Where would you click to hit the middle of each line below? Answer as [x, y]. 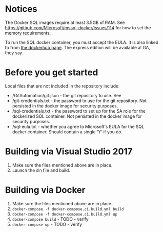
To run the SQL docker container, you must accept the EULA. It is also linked [82, 42]
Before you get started [52, 73]
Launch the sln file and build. [41, 170]
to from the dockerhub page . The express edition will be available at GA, [78, 47]
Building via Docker [45, 190]
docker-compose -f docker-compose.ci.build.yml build [68, 209]
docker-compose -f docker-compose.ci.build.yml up [65, 214]
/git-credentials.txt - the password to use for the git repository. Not [79, 101]
